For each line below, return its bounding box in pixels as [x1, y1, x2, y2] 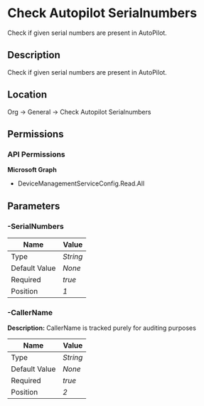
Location [7, 89, 48, 101]
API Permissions [7, 149, 65, 159]
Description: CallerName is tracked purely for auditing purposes [7, 324, 197, 332]
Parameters [7, 200, 60, 212]
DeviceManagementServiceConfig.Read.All [17, 179, 145, 188]
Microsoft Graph [7, 166, 57, 174]
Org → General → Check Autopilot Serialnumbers [7, 107, 151, 116]
